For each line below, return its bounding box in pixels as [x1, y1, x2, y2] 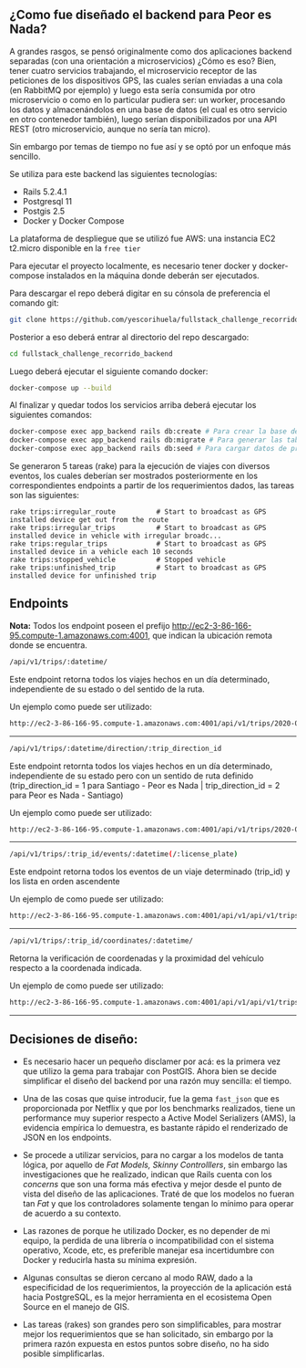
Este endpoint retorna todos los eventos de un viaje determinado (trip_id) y [9, 866, 291, 877]
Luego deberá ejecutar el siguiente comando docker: [9, 365, 209, 377]
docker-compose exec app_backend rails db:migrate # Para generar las [9, 435, 283, 445]
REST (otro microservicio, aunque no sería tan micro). [9, 123, 211, 134]
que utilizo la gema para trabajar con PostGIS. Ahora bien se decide [22, 1065, 278, 1076]
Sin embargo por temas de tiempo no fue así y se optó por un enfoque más [9, 141, 291, 151]
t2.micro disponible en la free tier [9, 242, 141, 254]
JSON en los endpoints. [22, 1132, 112, 1143]
